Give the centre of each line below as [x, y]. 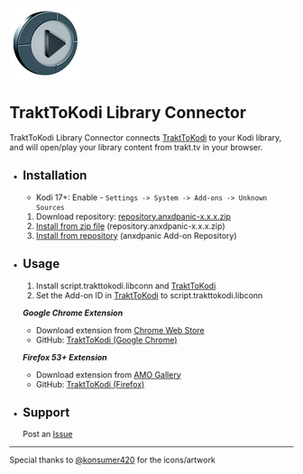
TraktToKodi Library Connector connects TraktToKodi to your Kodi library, [146, 137]
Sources [50, 207]
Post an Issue [48, 434]
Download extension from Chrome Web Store [120, 330]
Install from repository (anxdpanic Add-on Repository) [136, 235]
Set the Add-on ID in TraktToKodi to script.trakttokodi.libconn [149, 295]
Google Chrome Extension [73, 313]
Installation [55, 175]
